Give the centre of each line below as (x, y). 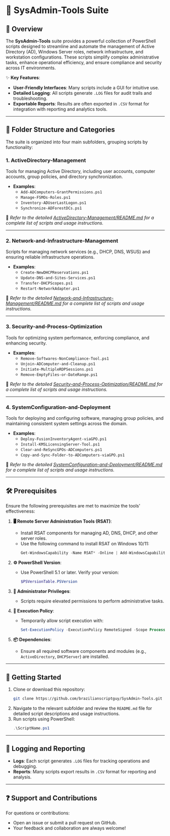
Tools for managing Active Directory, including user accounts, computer (80, 172)
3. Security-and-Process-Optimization (54, 326)
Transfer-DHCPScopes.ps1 (47, 284)
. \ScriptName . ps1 (31, 729)
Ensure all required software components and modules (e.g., (83, 651)
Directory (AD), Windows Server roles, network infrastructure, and (74, 52)
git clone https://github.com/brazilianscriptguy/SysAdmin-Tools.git (88, 699)
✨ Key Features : (23, 77)
